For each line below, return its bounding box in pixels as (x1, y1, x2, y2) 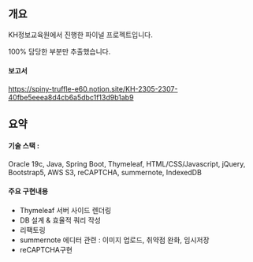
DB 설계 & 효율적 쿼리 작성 (19, 215, 101, 225)
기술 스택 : (8, 141, 39, 150)
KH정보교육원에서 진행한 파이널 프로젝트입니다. (8, 30, 154, 39)
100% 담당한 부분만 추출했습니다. (8, 47, 111, 56)
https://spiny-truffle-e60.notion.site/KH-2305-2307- (8, 84, 178, 94)
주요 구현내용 (8, 186, 49, 196)
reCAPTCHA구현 (19, 245, 73, 254)
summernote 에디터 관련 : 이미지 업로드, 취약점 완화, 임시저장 (19, 235, 210, 245)
